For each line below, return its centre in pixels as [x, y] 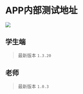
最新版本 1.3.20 [34, 55]
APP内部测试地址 [42, 10]
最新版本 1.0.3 [33, 86]
